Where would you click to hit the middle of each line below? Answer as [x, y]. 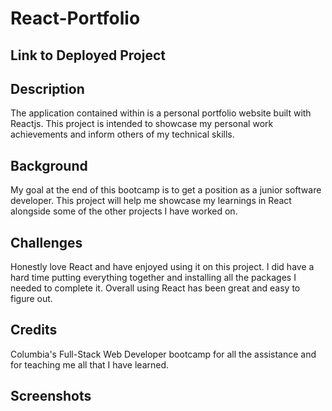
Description [47, 88]
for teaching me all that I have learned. [90, 364]
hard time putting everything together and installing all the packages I [153, 278]
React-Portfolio [75, 18]
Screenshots [51, 396]
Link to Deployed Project [88, 55]
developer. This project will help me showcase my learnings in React [151, 201]
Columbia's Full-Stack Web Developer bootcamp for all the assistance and [163, 354]
